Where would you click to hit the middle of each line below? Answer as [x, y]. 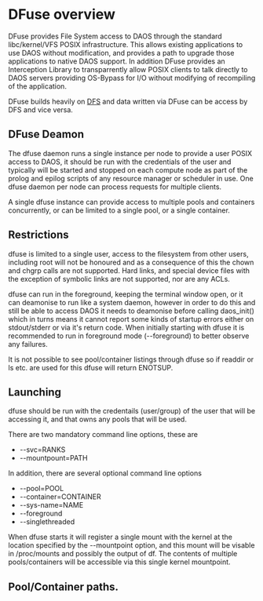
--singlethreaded [47, 522]
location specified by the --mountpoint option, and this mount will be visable [131, 545]
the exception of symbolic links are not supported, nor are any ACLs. [119, 279]
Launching [35, 392]
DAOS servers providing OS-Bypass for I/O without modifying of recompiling [132, 78]
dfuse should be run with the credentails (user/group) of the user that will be [132, 411]
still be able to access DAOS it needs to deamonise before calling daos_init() [131, 311]
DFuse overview [62, 15]
